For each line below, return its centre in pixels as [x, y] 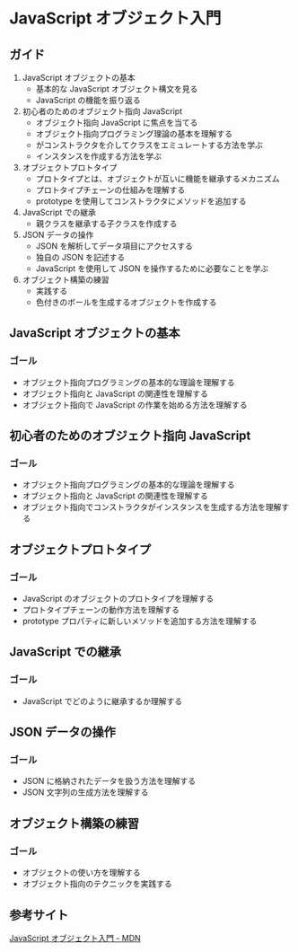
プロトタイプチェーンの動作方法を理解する [101, 610]
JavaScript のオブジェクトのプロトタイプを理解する [118, 599]
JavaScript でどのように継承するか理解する [102, 701]
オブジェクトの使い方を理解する [81, 873]
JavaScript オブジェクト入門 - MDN [75, 938]
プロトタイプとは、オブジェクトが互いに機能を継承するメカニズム [158, 179]
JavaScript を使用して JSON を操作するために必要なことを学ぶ [152, 269]
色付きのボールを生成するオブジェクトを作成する [126, 302]
